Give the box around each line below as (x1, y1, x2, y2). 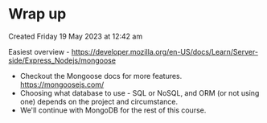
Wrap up (8, 5, 67, 23)
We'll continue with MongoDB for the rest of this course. (19, 105, 207, 115)
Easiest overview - (8, 47, 70, 56)
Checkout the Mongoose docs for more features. (19, 71, 183, 80)
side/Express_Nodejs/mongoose (8, 55, 117, 65)
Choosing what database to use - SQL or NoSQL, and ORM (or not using (19, 88, 260, 97)
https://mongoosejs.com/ (19, 80, 105, 89)
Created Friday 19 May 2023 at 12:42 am (8, 31, 143, 41)
